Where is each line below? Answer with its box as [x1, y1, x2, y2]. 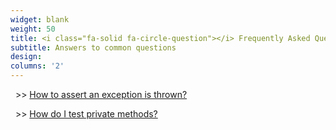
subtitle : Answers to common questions [10, 42, 177, 53]
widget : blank [10, 14, 70, 25]
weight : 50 [10, 24, 56, 34]
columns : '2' [10, 61, 65, 71]
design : [10, 52, 43, 62]
